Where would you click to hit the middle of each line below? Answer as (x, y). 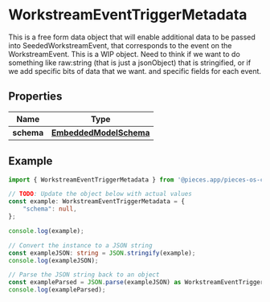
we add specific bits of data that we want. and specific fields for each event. (135, 71)
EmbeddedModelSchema (100, 133)
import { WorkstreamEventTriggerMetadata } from (91, 180)
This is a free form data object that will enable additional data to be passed (132, 37)
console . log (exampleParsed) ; (57, 290)
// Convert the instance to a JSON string (80, 245)
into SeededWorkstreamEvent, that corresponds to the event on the (120, 45)
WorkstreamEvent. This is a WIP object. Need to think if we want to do (125, 54)
